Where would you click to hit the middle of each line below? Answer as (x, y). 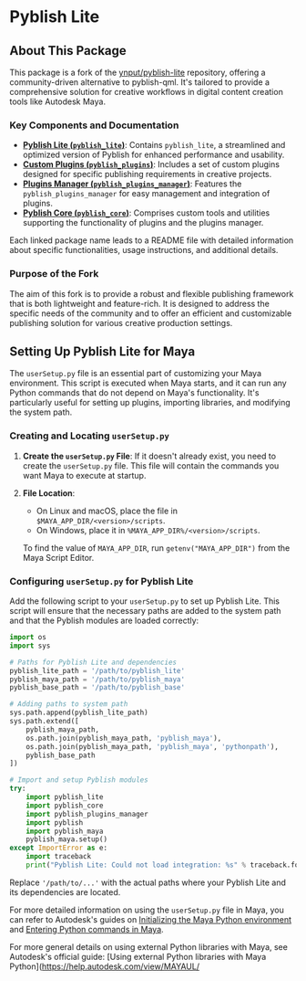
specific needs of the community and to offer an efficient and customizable (151, 313)
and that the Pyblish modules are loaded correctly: (104, 620)
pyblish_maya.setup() (66, 839)
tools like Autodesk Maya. (58, 101)
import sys (30, 646)
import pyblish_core (65, 806)
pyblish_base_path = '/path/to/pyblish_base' (97, 688)
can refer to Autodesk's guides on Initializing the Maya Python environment (151, 919)
